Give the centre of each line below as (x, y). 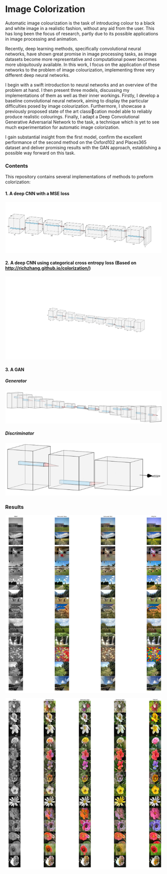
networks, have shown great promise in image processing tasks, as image (81, 54)
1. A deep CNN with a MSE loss (37, 193)
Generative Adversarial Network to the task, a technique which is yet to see (83, 122)
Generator (16, 381)
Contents (17, 166)
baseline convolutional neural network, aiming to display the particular (77, 100)
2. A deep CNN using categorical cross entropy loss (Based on (71, 263)
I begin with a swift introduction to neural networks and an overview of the (81, 85)
